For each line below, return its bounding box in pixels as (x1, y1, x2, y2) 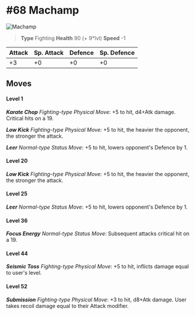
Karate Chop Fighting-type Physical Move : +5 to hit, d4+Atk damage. (6, 108, 176, 115)
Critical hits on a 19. (6, 115, 54, 122)
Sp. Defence (99, 48, 135, 57)
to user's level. (6, 269, 42, 277)
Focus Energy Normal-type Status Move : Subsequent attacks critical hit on (6, 230, 190, 237)
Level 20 (6, 157, 28, 164)
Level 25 (6, 190, 28, 197)
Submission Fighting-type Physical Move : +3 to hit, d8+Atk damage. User (6, 296, 187, 303)
